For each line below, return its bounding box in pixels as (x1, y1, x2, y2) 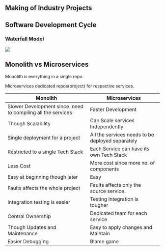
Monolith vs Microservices (5, 60, 89, 69)
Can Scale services (90, 117, 135, 124)
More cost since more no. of (90, 159, 155, 166)
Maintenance (7, 230, 38, 237)
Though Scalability (7, 120, 51, 127)
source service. (90, 188, 126, 195)
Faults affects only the (90, 181, 141, 188)
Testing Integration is (90, 195, 138, 202)
